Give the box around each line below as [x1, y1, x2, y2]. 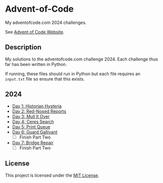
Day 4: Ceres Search [12, 119, 54, 124]
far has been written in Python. [5, 61, 67, 67]
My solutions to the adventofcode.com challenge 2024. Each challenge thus [5, 56, 158, 62]
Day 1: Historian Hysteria [12, 103, 62, 109]
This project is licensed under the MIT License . [5, 172, 100, 178]
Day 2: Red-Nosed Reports [12, 108, 67, 114]
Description [5, 43, 41, 52]
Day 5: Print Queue [12, 123, 50, 130]
